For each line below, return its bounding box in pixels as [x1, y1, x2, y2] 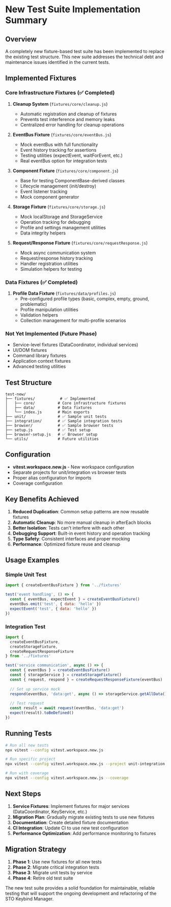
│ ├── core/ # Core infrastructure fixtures [5, 401, 126, 406]
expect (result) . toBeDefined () [10, 710, 74, 715]
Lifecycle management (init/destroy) [20, 183, 97, 189]
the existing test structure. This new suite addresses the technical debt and [5, 54, 163, 60]
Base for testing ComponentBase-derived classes [20, 177, 125, 183]
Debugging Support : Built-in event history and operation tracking [12, 530, 150, 536]
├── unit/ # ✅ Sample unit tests [5, 414, 107, 419]
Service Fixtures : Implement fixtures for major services [12, 803, 130, 809]
